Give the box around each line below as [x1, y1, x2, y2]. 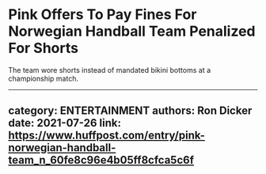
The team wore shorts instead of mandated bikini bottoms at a [8, 65, 211, 74]
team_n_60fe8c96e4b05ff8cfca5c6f [8, 153, 195, 167]
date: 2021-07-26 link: [8, 116, 121, 130]
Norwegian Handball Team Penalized [8, 22, 256, 40]
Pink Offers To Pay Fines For [8, 6, 197, 24]
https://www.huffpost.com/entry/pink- [8, 129, 206, 142]
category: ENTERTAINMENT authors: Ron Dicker [8, 104, 253, 118]
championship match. [8, 74, 79, 83]
